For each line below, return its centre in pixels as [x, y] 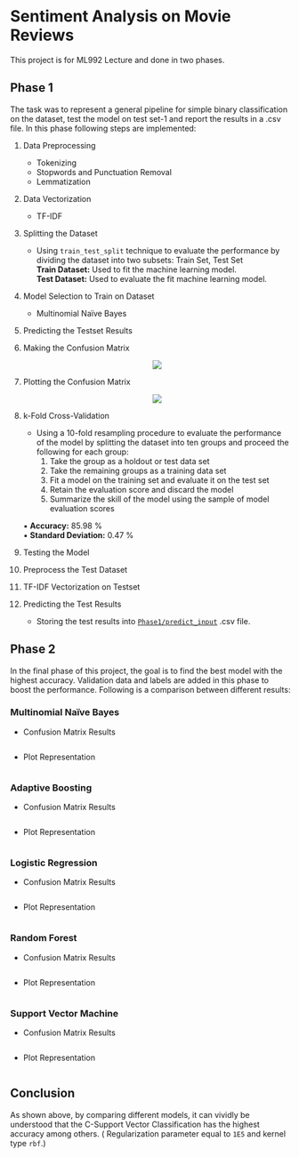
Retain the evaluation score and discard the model [141, 489]
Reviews [42, 35]
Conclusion [43, 1093]
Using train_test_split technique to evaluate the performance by [158, 250]
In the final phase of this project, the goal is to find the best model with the [146, 671]
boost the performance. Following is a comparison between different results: [150, 689]
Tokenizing [57, 163]
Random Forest [44, 938]
